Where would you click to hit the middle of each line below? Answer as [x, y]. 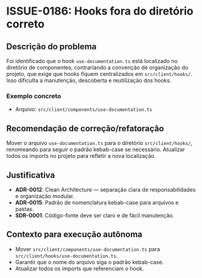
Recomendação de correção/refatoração [85, 128]
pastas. [24, 209]
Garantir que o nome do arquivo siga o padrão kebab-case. [89, 262]
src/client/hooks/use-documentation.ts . [66, 256]
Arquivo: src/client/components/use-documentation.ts [84, 109]
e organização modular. [45, 196]
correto [25, 24]
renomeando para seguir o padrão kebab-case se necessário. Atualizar [96, 149]
